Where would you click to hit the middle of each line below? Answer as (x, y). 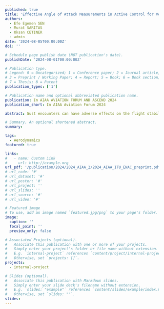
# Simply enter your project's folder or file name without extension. (82, 249)
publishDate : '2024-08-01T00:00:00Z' (43, 59)
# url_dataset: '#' (25, 177)
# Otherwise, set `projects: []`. (42, 258)
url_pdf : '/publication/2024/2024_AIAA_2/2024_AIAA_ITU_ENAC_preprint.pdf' (84, 167)
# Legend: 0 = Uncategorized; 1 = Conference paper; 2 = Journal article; (83, 73)
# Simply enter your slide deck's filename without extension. (73, 285)
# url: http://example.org (37, 163)
